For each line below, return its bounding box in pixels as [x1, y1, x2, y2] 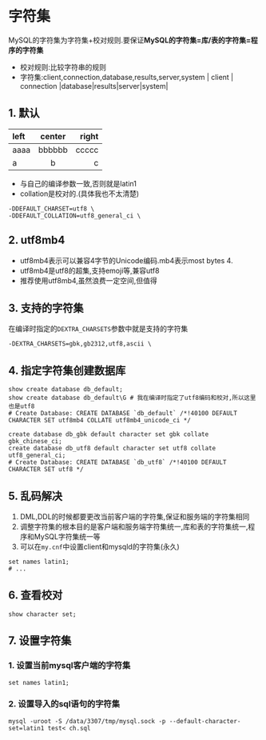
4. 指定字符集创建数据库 [8, 363, 126, 377]
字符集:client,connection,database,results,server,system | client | [19, 72, 234, 82]
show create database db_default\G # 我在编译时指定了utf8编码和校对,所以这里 [8, 394, 256, 402]
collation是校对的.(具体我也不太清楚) [19, 189, 140, 198]
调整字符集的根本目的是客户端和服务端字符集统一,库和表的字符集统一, [19, 522, 248, 531]
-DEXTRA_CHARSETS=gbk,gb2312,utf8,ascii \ [8, 340, 152, 348]
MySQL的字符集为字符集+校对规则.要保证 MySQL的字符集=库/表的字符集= [8, 35, 252, 45]
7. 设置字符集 [8, 634, 72, 648]
